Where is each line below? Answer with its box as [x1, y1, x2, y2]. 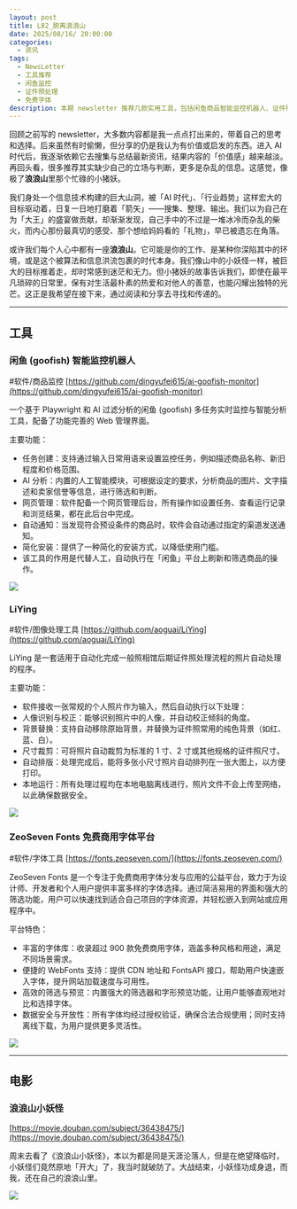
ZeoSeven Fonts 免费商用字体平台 [9, 831, 156, 843]
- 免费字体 [17, 95, 52, 105]
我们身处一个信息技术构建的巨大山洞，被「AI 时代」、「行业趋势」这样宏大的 [9, 192, 283, 203]
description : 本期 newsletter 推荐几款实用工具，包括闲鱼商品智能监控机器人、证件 [9, 104, 286, 113]
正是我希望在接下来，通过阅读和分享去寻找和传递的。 [32, 289, 226, 300]
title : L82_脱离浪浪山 [9, 21, 87, 30]
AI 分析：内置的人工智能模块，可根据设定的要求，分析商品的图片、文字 [21, 475, 280, 486]
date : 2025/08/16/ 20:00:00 [9, 29, 113, 38]
